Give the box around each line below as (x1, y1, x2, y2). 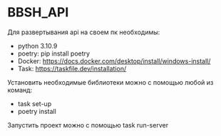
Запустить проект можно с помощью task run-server (7, 120, 169, 129)
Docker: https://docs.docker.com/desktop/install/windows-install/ (17, 56, 211, 65)
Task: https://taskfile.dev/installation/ (17, 64, 127, 73)
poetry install (17, 107, 57, 115)
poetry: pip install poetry (17, 49, 91, 58)
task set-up (17, 99, 52, 108)
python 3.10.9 (17, 41, 58, 50)
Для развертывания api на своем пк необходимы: (7, 28, 160, 36)
